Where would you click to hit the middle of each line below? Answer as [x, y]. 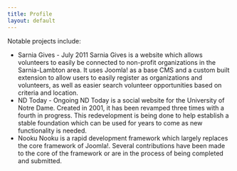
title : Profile [30, 14]
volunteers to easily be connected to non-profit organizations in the [116, 62]
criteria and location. [48, 93]
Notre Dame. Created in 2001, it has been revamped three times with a [121, 108]
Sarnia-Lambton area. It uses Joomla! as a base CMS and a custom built [123, 70]
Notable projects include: [44, 41]
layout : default [31, 21]
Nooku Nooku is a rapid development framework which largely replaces [123, 138]
